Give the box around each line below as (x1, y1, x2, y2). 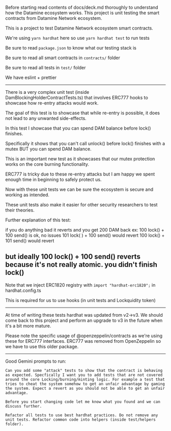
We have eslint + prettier (5, 74, 57, 81)
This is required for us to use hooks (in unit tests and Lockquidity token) (5, 297, 156, 303)
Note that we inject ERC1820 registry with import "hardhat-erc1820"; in (5, 282, 156, 288)
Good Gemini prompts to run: (5, 358, 66, 364)
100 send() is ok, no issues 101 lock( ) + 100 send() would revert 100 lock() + (5, 232, 165, 238)
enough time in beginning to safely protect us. (5, 176, 102, 183)
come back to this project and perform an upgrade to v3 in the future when (5, 317, 163, 323)
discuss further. (5, 403, 42, 409)
